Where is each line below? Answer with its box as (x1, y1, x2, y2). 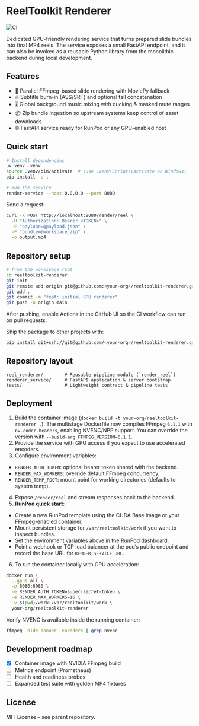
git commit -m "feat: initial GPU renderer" (6, 294, 118, 300)
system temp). (14, 482, 50, 489)
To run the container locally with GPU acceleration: (14, 561, 139, 568)
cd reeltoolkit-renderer (6, 272, 68, 278)
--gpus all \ (11, 578, 44, 584)
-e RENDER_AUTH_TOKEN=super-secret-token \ (11, 589, 120, 595)
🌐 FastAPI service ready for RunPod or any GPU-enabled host (14, 124, 166, 131)
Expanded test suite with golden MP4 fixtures (14, 680, 126, 687)
